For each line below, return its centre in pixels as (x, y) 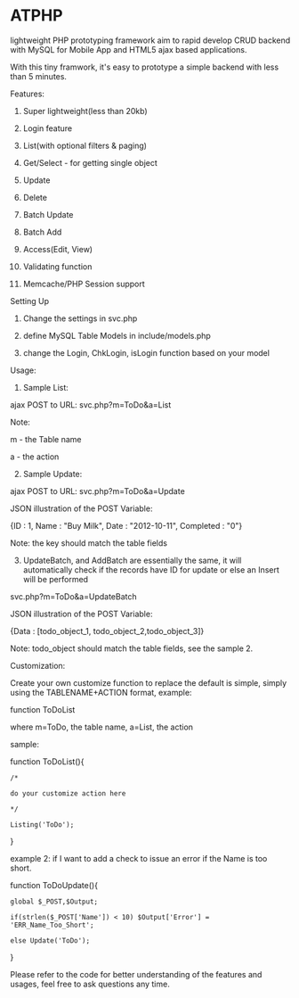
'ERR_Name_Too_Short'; (52, 925)
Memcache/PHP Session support (84, 284)
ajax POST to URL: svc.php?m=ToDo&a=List (91, 404)
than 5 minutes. (39, 76)
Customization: (38, 665)
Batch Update (48, 214)
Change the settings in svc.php (80, 318)
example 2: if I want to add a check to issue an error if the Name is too (139, 858)
